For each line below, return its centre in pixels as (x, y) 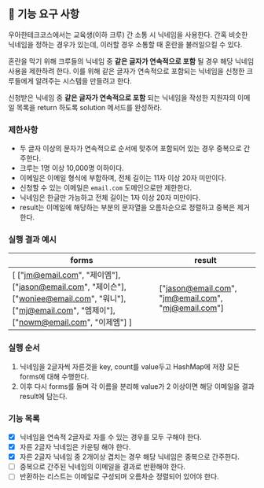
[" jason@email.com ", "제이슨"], (70, 287)
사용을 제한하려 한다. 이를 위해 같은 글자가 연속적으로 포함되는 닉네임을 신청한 (126, 71)
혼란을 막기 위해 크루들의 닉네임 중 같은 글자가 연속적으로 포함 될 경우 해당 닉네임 (131, 61)
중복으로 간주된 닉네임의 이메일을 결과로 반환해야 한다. (103, 467)
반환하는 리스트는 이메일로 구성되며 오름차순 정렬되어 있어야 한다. (119, 477)
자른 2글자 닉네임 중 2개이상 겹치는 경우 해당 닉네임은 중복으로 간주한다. (129, 457)
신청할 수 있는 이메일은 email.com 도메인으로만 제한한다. (106, 188)
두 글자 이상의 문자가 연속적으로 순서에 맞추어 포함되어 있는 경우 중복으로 (130, 149)
